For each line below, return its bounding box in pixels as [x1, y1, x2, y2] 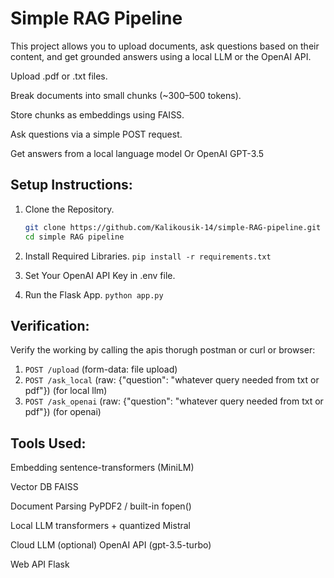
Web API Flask [10, 558, 70, 571]
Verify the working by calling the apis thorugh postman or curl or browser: [10, 344, 316, 356]
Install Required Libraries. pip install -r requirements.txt [24, 250, 272, 262]
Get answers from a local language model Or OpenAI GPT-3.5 [10, 147, 265, 159]
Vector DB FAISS [10, 481, 79, 493]
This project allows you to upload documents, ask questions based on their [10, 40, 320, 52]
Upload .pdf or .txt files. [10, 70, 108, 82]
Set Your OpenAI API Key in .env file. [24, 269, 176, 281]
